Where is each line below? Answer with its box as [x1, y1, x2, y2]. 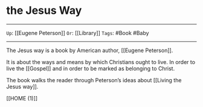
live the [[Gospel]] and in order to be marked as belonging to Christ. [6, 65, 175, 72]
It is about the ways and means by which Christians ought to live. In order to [6, 58, 195, 65]
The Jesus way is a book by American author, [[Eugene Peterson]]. [6, 47, 173, 54]
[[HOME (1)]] [6, 94, 38, 102]
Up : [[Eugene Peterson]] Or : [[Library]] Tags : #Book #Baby [6, 29, 149, 36]
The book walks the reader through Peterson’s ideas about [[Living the [6, 76, 182, 83]
